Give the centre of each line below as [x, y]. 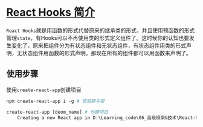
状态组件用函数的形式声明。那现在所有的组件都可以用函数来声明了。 [107, 53]
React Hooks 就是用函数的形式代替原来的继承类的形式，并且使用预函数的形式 [101, 30]
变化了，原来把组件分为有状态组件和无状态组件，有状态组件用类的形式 [98, 45]
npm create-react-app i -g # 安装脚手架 [55, 101]
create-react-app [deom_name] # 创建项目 [57, 112]
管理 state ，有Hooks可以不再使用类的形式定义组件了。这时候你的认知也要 [98, 37]
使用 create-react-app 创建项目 [44, 90]
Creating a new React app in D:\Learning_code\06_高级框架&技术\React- [106, 118]
